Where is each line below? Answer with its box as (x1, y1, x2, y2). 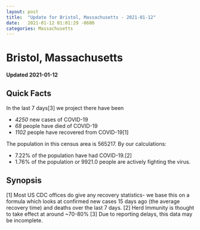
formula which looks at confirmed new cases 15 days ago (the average (6, 198, 180, 205)
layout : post (6, 8, 39, 15)
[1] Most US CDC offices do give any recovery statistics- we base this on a (6, 191, 190, 198)
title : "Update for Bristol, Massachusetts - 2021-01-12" (6, 14, 156, 20)
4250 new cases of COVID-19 (14, 116, 88, 123)
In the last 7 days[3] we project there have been (6, 104, 124, 111)
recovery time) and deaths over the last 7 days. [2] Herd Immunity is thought (6, 204, 195, 211)
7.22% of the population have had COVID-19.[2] (14, 152, 133, 159)
